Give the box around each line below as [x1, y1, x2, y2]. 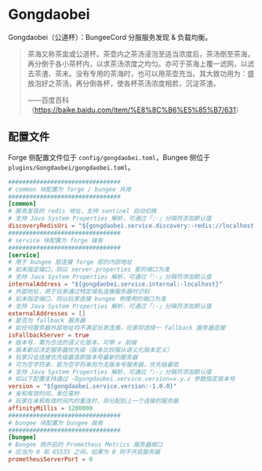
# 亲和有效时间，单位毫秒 [8, 390, 80, 398]
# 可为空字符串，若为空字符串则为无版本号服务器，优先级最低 [8, 360, 179, 368]
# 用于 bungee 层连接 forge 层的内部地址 [8, 258, 133, 266]
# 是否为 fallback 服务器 [8, 316, 86, 325]
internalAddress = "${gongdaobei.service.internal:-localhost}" [8, 280, 223, 288]
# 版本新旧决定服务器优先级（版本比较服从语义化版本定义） [8, 345, 173, 354]
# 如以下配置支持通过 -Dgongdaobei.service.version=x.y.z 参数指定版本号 [8, 375, 235, 383]
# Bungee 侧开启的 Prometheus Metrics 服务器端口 [8, 441, 163, 449]
